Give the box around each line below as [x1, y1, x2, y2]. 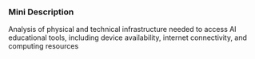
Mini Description [8, 6, 74, 18]
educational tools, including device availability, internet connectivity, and [8, 33, 248, 42]
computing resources [8, 41, 79, 51]
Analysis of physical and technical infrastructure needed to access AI [8, 25, 237, 34]
